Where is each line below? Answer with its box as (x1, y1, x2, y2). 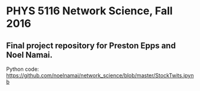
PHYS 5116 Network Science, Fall (6, 4, 173, 18)
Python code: (6, 65, 39, 73)
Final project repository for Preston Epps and (6, 40, 176, 51)
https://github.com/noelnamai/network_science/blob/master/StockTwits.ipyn (6, 72, 194, 79)
